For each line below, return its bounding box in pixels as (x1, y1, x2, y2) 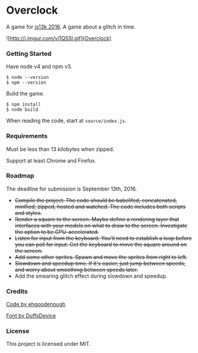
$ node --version (6, 75, 49, 81)
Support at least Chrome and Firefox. (6, 157, 97, 164)
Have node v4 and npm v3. (6, 63, 72, 70)
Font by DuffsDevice (6, 312, 56, 319)
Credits (6, 287, 28, 295)
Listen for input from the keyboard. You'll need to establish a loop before (14, 234, 192, 241)
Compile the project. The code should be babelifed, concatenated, (14, 196, 177, 203)
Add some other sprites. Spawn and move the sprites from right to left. (14, 253, 188, 260)
